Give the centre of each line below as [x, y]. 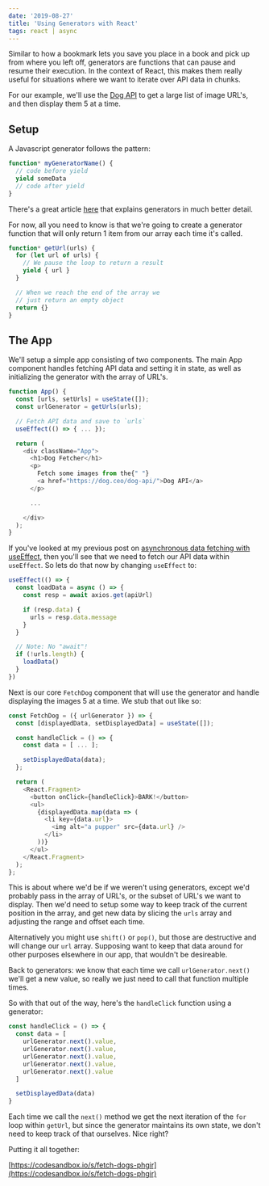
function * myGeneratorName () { [61, 164]
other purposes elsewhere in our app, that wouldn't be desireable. [118, 955]
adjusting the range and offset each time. [77, 922]
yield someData [41, 179]
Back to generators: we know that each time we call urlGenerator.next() [129, 970]
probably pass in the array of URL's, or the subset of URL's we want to [125, 896]
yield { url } [46, 271]
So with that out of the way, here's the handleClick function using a [120, 1003]
